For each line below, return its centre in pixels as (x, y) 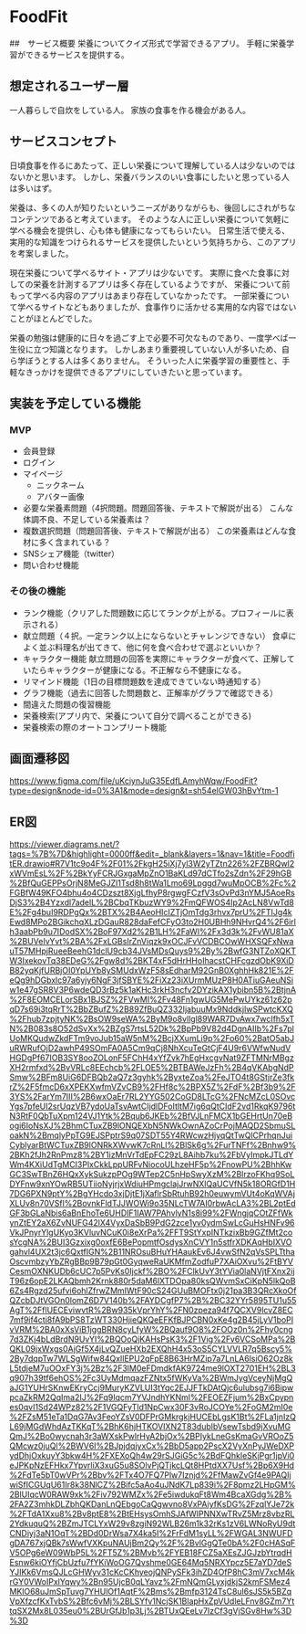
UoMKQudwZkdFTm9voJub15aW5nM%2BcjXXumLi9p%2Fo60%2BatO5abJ (152, 1038)
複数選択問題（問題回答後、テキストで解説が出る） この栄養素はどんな (155, 531)
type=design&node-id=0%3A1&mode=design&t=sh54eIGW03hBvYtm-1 (144, 791)
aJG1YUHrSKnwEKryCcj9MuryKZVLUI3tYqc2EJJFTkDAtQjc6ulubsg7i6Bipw (152, 1388)
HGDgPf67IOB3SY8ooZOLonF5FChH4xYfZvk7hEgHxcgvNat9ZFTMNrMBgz (152, 1058)
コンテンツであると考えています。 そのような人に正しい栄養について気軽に (149, 219)
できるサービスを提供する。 (77, 54)
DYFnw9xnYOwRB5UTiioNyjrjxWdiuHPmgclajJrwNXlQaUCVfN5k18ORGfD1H (153, 1184)
